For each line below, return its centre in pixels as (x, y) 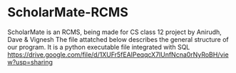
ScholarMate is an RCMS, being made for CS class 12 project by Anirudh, (115, 32)
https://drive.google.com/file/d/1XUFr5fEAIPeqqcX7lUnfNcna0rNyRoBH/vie (118, 55)
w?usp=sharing (30, 62)
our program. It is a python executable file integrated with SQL (99, 47)
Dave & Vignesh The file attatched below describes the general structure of (118, 39)
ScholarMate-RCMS (68, 12)
